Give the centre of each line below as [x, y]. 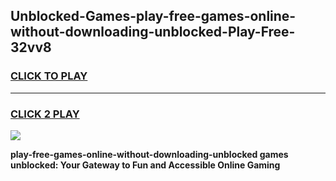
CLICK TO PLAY [49, 76]
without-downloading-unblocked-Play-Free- [153, 32]
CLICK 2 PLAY [45, 114]
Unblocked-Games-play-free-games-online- [153, 16]
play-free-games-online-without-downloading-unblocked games [149, 154]
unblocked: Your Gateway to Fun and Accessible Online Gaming [145, 165]
